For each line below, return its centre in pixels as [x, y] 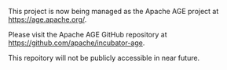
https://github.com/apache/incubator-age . [77, 43]
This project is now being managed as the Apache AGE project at [113, 11]
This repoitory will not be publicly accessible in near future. [104, 58]
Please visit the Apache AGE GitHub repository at [88, 35]
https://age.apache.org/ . [48, 19]
